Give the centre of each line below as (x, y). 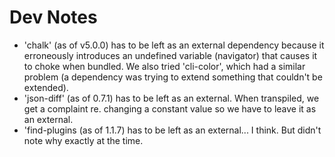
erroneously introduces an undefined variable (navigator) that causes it (170, 55)
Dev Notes (53, 17)
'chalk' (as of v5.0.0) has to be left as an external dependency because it (174, 45)
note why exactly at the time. (83, 140)
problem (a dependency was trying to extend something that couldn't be (173, 77)
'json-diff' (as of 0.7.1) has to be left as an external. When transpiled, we (171, 98)
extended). (46, 87)
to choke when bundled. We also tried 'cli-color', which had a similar (164, 66)
